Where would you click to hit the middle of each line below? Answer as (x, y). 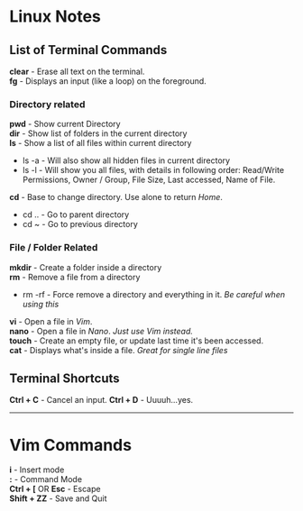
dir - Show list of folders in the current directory (98, 133)
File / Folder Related (54, 248)
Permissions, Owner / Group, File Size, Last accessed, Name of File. (149, 180)
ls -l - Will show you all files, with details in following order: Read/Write (153, 170)
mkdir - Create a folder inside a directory (86, 267)
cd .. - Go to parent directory (76, 214)
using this (41, 304)
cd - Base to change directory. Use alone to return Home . (116, 197)
